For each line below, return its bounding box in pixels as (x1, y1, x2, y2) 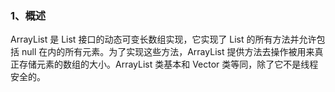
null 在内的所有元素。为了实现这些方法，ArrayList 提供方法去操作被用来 (21, 46, 315, 58)
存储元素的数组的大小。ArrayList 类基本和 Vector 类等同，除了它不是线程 (18, 58, 319, 71)
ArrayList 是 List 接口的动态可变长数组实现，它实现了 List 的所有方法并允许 (10, 33, 317, 46)
